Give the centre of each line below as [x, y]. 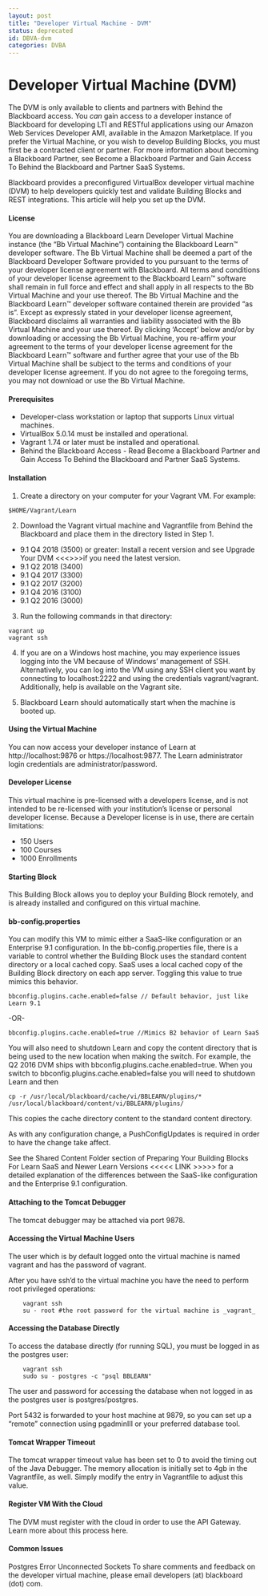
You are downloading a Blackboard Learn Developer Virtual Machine [121, 236]
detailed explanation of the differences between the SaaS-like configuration [133, 1175]
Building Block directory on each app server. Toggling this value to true [125, 973]
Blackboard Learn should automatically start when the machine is [128, 702]
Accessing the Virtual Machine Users [72, 1238]
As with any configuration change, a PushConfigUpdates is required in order [134, 1134]
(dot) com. [26, 1583]
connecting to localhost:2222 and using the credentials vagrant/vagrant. [139, 678]
